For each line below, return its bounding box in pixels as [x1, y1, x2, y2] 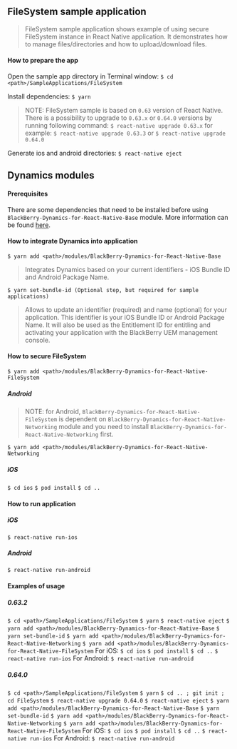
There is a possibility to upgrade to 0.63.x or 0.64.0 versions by [24, 114, 212, 122]
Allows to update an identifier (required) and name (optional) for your [24, 305, 228, 313]
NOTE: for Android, [24, 407, 81, 416]
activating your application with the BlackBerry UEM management [24, 328, 218, 336]
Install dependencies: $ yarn [7, 92, 91, 101]
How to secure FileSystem [7, 352, 87, 361]
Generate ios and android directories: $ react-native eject [7, 149, 183, 158]
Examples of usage [7, 582, 65, 590]
